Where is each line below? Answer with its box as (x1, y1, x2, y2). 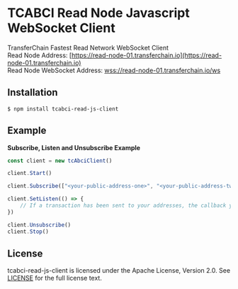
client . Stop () (7, 228, 50, 235)
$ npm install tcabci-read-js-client (7, 105, 119, 113)
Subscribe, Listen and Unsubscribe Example (7, 143, 140, 152)
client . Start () (7, 170, 52, 177)
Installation (7, 86, 58, 98)
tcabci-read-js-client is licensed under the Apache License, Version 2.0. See (7, 266, 231, 275)
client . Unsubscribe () (7, 221, 72, 228)
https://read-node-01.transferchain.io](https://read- (71, 51, 222, 59)
